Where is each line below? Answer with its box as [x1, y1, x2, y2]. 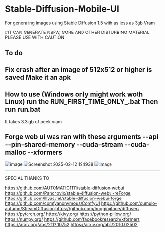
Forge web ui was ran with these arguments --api [5, 133, 159, 141]
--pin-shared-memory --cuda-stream [5, 140, 124, 149]
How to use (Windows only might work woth [5, 90, 143, 99]
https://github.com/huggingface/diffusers [55, 206, 140, 212]
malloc [5, 148, 26, 156]
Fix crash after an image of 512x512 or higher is [5, 66, 152, 74]
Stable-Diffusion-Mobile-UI [5, 3, 119, 15]
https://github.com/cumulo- [101, 200, 157, 206]
